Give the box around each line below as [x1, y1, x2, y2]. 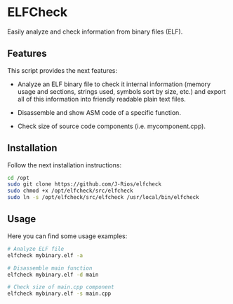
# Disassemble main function [7, 264, 93, 272]
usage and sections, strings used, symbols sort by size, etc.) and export [17, 87, 226, 95]
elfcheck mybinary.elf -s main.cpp [7, 290, 112, 298]
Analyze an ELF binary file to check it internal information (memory [17, 80, 211, 88]
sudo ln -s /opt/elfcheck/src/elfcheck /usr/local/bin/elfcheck [7, 194, 199, 201]
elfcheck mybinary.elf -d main [7, 271, 99, 278]
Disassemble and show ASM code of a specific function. [17, 108, 181, 116]
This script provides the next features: [7, 66, 118, 74]
